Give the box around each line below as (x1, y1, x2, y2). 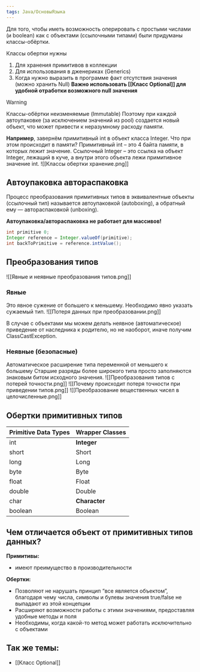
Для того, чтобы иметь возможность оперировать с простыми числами (6, 25, 192, 32)
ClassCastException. (6, 333, 57, 340)
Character (75, 497, 105, 505)
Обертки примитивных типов (6, 410, 123, 420)
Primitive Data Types (9, 428, 70, 437)
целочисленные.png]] (6, 393, 62, 400)
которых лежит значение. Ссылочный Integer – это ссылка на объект (6, 147, 184, 154)
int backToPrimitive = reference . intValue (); (6, 241, 122, 247)
